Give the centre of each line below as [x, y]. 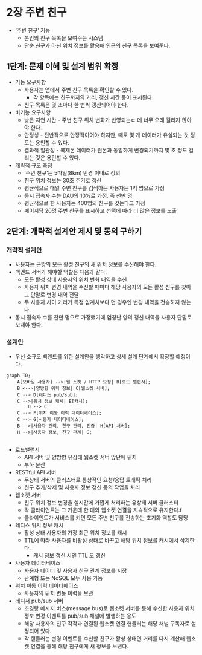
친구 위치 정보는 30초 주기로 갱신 [63, 180]
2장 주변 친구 [36, 12]
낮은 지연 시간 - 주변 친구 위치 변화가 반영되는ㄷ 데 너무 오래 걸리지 [102, 120]
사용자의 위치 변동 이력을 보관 [58, 593]
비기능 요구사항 [33, 112]
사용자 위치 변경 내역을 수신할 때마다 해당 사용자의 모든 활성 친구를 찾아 [108, 287]
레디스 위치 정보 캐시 [39, 525]
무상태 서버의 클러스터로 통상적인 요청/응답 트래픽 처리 [88, 480]
